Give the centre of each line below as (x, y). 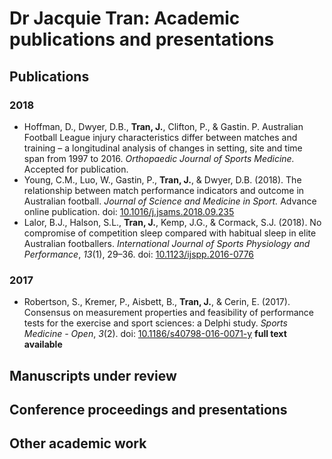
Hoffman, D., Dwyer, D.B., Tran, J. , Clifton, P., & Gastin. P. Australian (163, 126)
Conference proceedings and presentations (148, 409)
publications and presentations (142, 39)
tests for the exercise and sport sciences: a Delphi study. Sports (155, 323)
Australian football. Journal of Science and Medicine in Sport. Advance (170, 201)
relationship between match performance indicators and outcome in (164, 190)
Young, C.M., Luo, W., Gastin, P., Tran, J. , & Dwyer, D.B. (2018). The (162, 179)
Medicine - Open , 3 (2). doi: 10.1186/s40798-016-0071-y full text (155, 334)
